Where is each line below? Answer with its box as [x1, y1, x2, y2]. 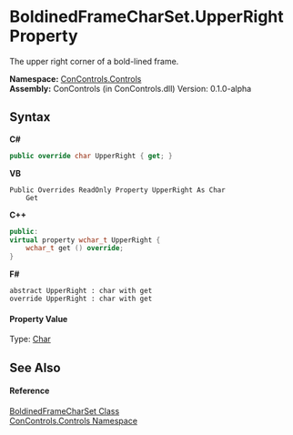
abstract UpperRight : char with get [9, 287, 153, 296]
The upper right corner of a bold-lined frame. [9, 56, 179, 66]
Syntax [9, 109, 51, 125]
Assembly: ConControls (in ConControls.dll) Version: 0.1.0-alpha [9, 83, 252, 94]
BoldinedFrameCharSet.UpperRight [9, 6, 284, 27]
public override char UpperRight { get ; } [9, 151, 173, 160]
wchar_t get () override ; [25, 244, 125, 253]
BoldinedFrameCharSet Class [9, 405, 120, 416]
